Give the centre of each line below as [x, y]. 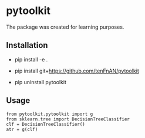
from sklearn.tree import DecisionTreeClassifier [68, 119]
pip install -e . [31, 59]
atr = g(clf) [22, 129]
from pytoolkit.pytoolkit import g [50, 114]
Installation [27, 45]
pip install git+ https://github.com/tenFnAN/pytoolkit [77, 71]
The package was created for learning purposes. [65, 27]
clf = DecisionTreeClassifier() [45, 124]
